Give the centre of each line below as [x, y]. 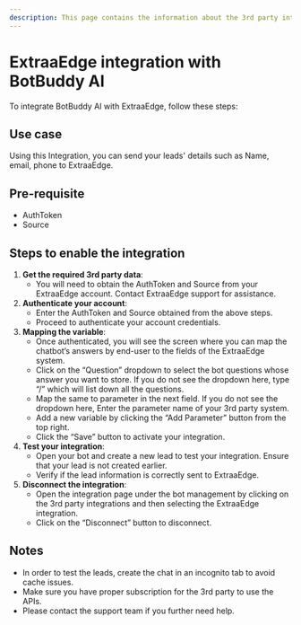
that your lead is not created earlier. [101, 465]
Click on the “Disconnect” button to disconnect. [124, 523]
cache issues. [48, 582]
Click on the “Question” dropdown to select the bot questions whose [162, 370]
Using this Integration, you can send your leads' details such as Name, [139, 156]
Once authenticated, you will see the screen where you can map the [161, 341]
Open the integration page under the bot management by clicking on [162, 494]
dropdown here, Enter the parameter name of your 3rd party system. [162, 408]
